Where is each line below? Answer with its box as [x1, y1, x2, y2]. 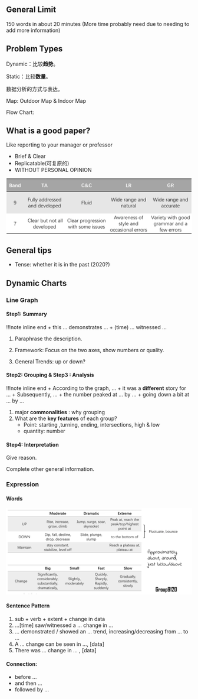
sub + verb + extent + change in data [14, 615, 105, 622]
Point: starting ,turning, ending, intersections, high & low [23, 421, 160, 428]
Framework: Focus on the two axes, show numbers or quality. [14, 346, 164, 353]
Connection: [6, 660, 37, 667]
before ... [14, 674, 37, 681]
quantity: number [23, 428, 66, 435]
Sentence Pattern [6, 602, 50, 609]
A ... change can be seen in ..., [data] [14, 641, 104, 648]
